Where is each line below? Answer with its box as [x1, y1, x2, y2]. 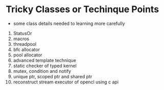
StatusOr [13, 30, 32, 36]
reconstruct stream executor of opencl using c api [13, 79, 119, 85]
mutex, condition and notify [13, 68, 71, 74]
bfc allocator [13, 46, 40, 52]
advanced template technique [13, 57, 76, 63]
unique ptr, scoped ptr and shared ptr [13, 73, 92, 79]
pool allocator [13, 52, 42, 58]
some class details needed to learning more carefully [13, 20, 125, 26]
